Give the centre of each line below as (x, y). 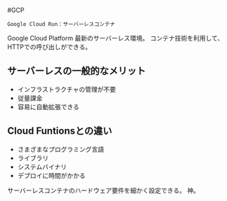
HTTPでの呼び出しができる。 (50, 47)
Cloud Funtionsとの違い (60, 131)
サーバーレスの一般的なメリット (77, 71)
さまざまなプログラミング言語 (60, 149)
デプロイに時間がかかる (51, 175)
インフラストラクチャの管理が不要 (66, 89)
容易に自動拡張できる (48, 106)
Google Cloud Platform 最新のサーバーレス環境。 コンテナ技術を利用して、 (116, 38)
